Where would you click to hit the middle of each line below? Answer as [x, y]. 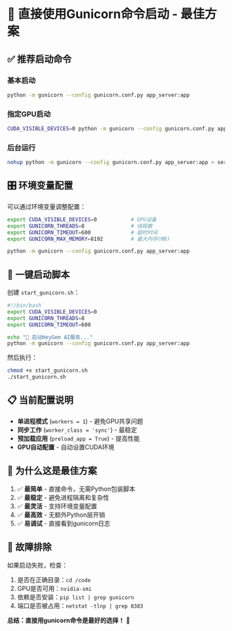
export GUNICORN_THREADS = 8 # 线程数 [80, 226]
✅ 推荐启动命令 [39, 59]
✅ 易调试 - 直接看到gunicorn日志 [64, 523]
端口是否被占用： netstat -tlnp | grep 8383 [80, 605]
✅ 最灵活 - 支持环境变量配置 [57, 506]
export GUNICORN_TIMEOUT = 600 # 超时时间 [83, 232]
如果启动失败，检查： [37, 565]
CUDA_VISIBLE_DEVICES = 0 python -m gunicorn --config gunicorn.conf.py [111, 129]
